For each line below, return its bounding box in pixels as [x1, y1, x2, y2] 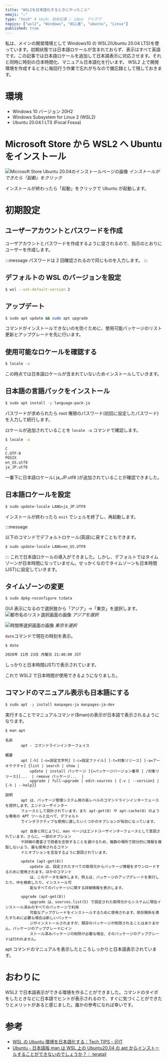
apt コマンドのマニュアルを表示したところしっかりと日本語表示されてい [5, 946, 153, 952]
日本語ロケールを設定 [5, 490, 71, 499]
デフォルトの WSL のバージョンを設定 [5, 273, 121, 282]
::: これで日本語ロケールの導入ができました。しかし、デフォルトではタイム [5, 554, 159, 560]
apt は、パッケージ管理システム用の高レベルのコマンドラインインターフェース [20, 798, 160, 803]
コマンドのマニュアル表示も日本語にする [5, 689, 130, 697]
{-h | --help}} [5, 783, 37, 788]
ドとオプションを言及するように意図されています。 [20, 850, 110, 855]
